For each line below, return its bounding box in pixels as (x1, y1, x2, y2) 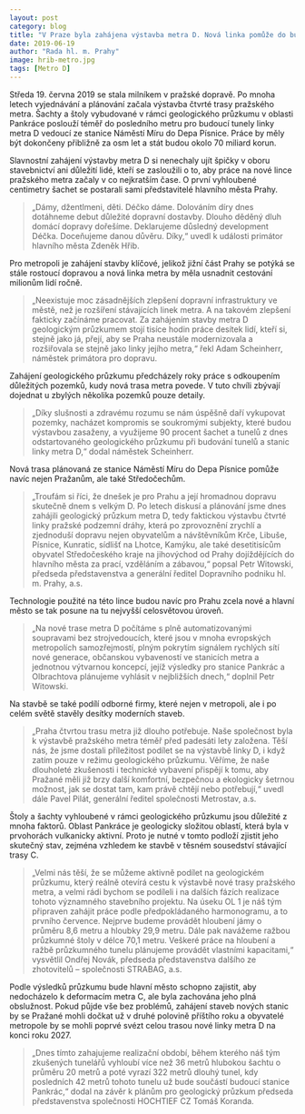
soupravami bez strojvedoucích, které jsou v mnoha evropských (31, 632, 271, 643)
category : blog (9, 22, 67, 31)
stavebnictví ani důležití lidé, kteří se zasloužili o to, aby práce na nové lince (9, 165, 292, 176)
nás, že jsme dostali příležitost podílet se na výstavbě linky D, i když (31, 745, 286, 756)
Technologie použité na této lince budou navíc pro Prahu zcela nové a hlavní (9, 595, 295, 606)
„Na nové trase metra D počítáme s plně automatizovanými (31, 622, 252, 633)
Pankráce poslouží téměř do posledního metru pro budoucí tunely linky (9, 117, 275, 128)
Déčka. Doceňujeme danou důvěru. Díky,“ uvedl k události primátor (31, 230, 283, 241)
